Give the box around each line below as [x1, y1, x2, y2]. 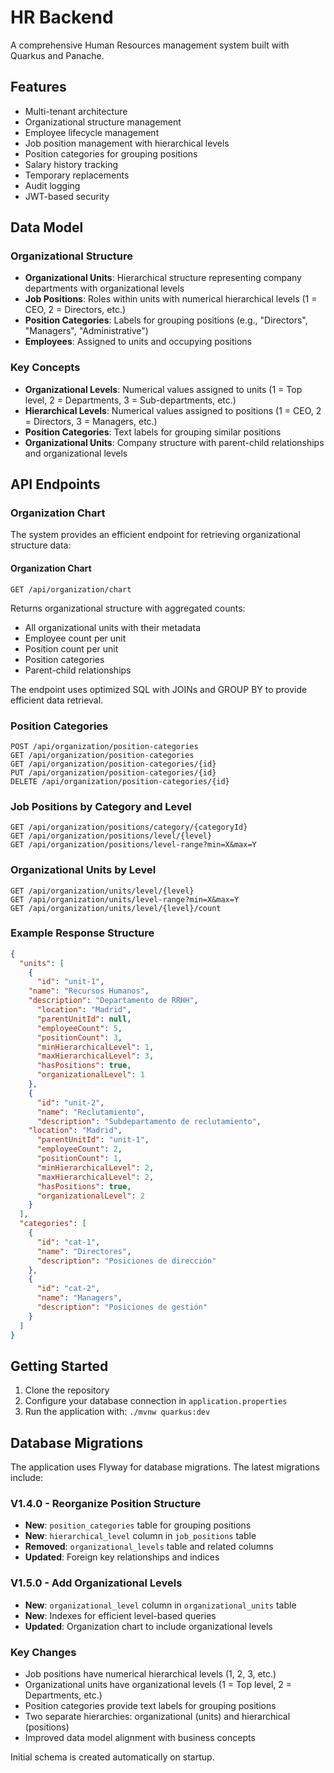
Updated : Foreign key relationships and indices [24, 1551, 220, 1563]
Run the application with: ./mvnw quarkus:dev [24, 1406, 211, 1418]
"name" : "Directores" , [36, 1246, 132, 1256]
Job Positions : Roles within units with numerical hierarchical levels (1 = [24, 293, 318, 305]
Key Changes [10, 1645, 77, 1659]
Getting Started [10, 1357, 109, 1375]
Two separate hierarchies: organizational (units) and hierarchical [24, 1711, 291, 1723]
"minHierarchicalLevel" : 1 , [36, 1042, 155, 1052]
